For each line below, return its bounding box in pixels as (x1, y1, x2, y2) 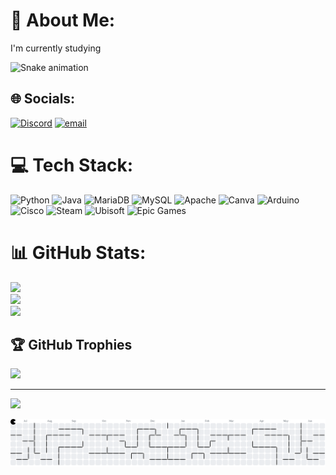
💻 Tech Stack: (10, 154, 134, 176)
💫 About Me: (10, 9, 116, 32)
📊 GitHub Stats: (10, 241, 147, 264)
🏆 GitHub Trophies (10, 337, 133, 354)
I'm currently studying (10, 42, 102, 54)
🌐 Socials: (10, 90, 76, 108)
